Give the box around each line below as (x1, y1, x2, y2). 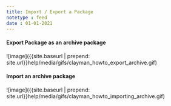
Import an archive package (6, 73, 76, 80)
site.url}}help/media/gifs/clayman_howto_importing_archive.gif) (6, 92, 166, 100)
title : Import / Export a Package (6, 8, 94, 15)
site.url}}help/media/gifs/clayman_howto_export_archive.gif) (6, 59, 158, 66)
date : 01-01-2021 (6, 20, 53, 26)
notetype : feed (6, 15, 47, 21)
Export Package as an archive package (6, 39, 106, 46)
